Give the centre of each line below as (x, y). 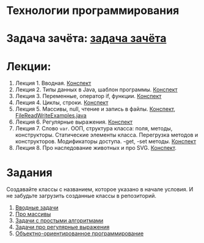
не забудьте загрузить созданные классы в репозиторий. (82, 196)
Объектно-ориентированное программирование (79, 234)
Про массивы (33, 214)
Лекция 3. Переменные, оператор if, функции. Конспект (88, 96)
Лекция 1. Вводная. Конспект (53, 83)
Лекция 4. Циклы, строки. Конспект (62, 103)
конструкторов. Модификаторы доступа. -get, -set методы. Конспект (106, 141)
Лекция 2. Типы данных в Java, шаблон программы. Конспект (97, 90)
